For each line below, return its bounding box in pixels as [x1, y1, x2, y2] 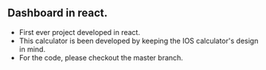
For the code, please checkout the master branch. [18, 52, 184, 62]
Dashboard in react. [7, 6, 108, 20]
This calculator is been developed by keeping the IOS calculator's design [18, 36, 259, 45]
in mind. [18, 44, 45, 54]
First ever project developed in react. [18, 27, 141, 37]
